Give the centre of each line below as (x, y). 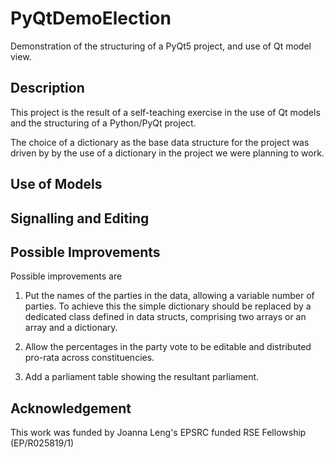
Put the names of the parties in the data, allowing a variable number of (169, 296)
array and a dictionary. (71, 328)
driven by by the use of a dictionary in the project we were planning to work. (167, 153)
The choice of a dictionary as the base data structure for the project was (160, 142)
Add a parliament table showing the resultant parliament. (142, 377)
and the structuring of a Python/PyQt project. (103, 123)
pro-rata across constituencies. (89, 358)
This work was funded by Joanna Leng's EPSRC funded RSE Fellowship (158, 433)
